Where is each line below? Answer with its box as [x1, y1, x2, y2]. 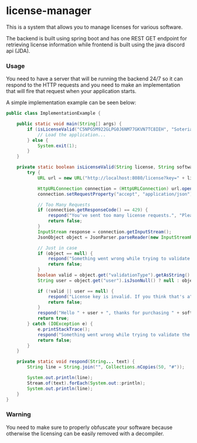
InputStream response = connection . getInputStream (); [37, 229, 172, 235]
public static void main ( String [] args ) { [16, 121, 122, 127]
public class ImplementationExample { [6, 110, 101, 117]
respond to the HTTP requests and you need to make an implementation [6, 81, 181, 88]
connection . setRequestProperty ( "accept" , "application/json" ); [37, 191, 195, 197]
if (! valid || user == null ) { [37, 288, 114, 294]
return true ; [37, 315, 69, 322]
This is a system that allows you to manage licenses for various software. [6, 23, 183, 30]
